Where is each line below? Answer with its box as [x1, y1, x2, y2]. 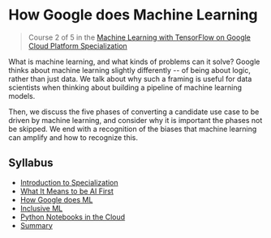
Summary [19, 220, 53, 230]
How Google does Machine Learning [8, 6, 258, 24]
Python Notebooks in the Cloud [19, 212, 126, 222]
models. [8, 91, 36, 100]
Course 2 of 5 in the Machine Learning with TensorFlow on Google [28, 32, 252, 42]
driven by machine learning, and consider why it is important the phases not [8, 115, 263, 125]
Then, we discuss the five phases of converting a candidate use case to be [8, 107, 260, 117]
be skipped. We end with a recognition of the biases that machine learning [8, 124, 257, 134]
